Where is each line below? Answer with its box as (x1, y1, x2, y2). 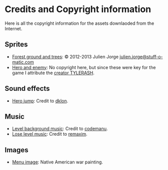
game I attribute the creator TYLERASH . (12, 70, 95, 76)
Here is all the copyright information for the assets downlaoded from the (5, 20, 154, 26)
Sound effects (5, 84, 50, 93)
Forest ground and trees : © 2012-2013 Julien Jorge (12, 53, 119, 60)
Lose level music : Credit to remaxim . (12, 131, 88, 137)
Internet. (5, 25, 23, 31)
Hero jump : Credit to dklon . (12, 97, 68, 104)
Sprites (5, 40, 28, 49)
